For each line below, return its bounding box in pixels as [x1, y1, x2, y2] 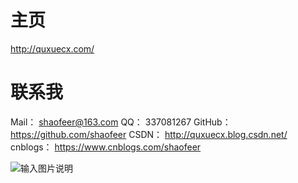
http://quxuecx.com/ [10, 42, 95, 55]
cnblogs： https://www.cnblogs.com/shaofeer [10, 141, 202, 153]
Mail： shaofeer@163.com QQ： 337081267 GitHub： [10, 116, 232, 128]
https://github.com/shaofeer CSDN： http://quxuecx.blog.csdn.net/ [10, 128, 288, 140]
